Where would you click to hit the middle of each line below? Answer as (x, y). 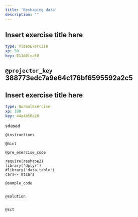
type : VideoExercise (27, 46)
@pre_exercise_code (26, 152)
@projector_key (29, 71)
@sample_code (19, 183)
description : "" (22, 15)
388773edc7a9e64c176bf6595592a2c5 (69, 78)
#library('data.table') (30, 170)
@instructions (20, 135)
